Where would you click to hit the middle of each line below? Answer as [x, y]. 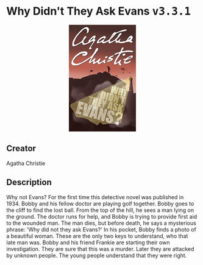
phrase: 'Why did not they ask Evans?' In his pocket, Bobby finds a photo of [101, 229]
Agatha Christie [26, 163]
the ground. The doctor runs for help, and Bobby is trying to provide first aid [102, 216]
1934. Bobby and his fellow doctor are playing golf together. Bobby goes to [100, 203]
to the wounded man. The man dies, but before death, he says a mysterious [101, 223]
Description [29, 182]
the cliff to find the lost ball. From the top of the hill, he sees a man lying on [100, 210]
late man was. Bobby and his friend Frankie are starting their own [88, 242]
